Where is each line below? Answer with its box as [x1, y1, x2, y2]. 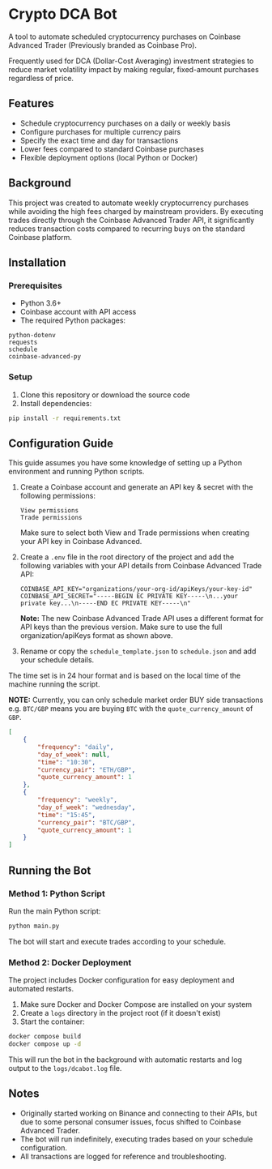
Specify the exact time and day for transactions [19, 135, 179, 145]
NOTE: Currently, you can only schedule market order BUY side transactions [8, 695, 264, 705]
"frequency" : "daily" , [37, 743, 114, 751]
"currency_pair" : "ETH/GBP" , [37, 765, 136, 774]
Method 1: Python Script [8, 888, 105, 899]
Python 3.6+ [19, 298, 62, 308]
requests [8, 338, 38, 347]
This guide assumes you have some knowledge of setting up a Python [8, 458, 243, 468]
